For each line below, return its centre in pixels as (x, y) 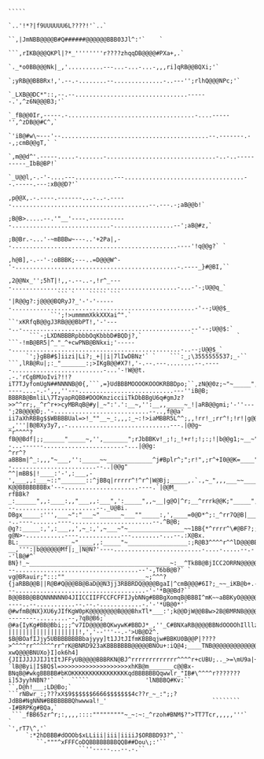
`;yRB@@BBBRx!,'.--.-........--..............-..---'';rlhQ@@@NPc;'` (125, 81)
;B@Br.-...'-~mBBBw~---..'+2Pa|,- (65, 239)
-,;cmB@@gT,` (29, 143)
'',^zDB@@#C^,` (33, 122)
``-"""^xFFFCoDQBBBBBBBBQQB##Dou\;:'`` (102, 742)
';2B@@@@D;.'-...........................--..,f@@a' (96, 411)
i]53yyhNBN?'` (31, 680)
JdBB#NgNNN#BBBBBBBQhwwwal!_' (58, 701)
